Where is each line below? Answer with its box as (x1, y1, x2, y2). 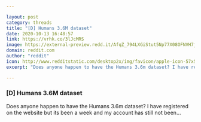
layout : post (6, 14, 39, 20)
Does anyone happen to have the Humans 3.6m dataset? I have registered (6, 102, 189, 109)
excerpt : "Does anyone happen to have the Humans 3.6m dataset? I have (6, 64, 188, 70)
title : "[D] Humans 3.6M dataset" (6, 25, 93, 31)
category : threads (6, 19, 52, 26)
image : (6, 42, 23, 48)
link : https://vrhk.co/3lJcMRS (6, 36, 84, 42)
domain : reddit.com (6, 47, 55, 54)
